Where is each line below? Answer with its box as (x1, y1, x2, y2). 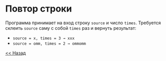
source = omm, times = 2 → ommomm (12, 41, 86, 46)
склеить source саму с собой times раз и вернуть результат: (5, 25, 136, 31)
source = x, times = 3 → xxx (12, 36, 75, 41)
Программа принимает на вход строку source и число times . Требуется (5, 20, 161, 26)
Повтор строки (5, 3, 72, 15)
